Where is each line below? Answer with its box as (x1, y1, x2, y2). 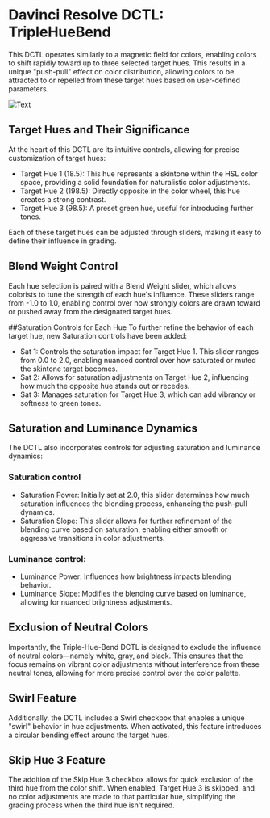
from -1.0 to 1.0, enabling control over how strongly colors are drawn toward (8, 297, 260, 308)
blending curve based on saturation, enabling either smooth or (19, 524, 228, 534)
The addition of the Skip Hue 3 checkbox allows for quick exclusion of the (8, 774, 254, 785)
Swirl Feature (8, 691, 77, 705)
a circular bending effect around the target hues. (8, 730, 170, 740)
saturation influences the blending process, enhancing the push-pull (19, 499, 247, 508)
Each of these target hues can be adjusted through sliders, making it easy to (8, 227, 262, 237)
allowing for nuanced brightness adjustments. (19, 597, 172, 607)
